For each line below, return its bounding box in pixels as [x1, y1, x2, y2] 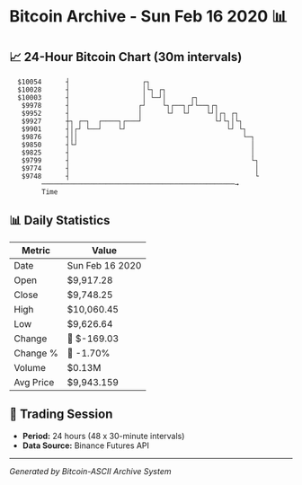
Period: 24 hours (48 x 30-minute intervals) [22, 430, 185, 441]
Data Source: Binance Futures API [22, 440, 150, 451]
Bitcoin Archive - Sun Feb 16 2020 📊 [9, 6, 288, 27]
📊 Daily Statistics [9, 213, 111, 228]
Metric [22, 243, 51, 256]
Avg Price [13, 375, 55, 388]
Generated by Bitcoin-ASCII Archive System [9, 465, 172, 476]
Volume [13, 361, 47, 374]
